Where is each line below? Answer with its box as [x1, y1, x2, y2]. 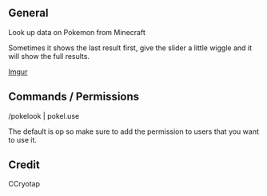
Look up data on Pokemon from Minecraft [8, 27, 145, 37]
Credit [8, 159, 40, 172]
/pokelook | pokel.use [8, 111, 80, 120]
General [8, 6, 50, 20]
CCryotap [8, 179, 41, 189]
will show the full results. [8, 51, 90, 61]
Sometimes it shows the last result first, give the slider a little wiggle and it [8, 43, 253, 53]
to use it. [8, 135, 38, 144]
